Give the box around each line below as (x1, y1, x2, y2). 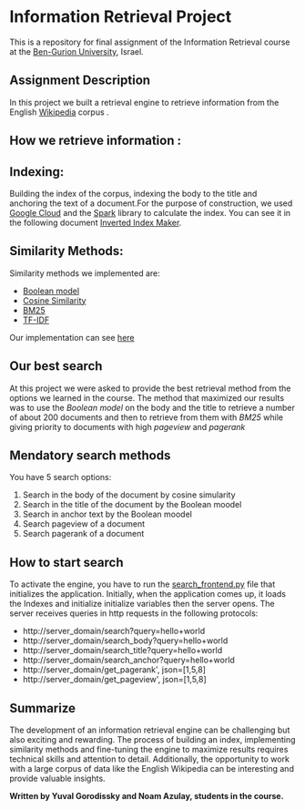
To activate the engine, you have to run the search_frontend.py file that (9, 579, 276, 590)
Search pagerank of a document (22, 528, 145, 539)
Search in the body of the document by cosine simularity (22, 489, 236, 500)
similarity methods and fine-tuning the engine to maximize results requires (9, 744, 289, 755)
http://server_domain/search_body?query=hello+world (22, 635, 229, 646)
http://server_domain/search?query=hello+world (22, 626, 206, 637)
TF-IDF (22, 314, 50, 325)
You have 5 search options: (9, 472, 112, 483)
